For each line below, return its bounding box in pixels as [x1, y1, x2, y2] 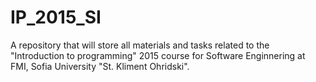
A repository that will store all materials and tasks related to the [10, 39, 270, 51]
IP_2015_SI [10, 6, 102, 29]
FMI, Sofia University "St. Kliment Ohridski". [10, 60, 190, 72]
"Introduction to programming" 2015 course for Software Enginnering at [10, 49, 306, 61]
